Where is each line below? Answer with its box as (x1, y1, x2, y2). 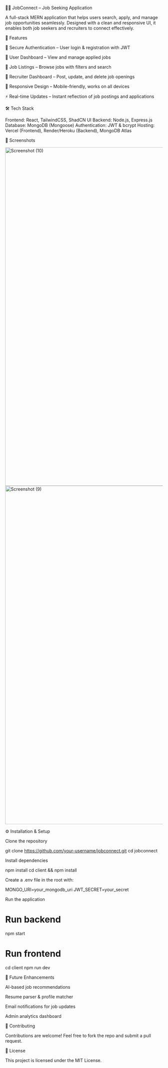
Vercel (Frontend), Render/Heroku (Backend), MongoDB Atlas (5, 128, 132, 133)
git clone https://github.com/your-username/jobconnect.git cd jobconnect (5, 848, 158, 853)
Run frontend (5, 948, 61, 960)
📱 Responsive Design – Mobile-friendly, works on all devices (5, 83, 130, 89)
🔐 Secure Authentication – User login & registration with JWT (5, 45, 130, 50)
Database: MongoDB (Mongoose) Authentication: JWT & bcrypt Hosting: (5, 122, 155, 128)
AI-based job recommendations (5, 984, 70, 990)
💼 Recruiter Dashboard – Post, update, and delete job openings (5, 74, 135, 80)
